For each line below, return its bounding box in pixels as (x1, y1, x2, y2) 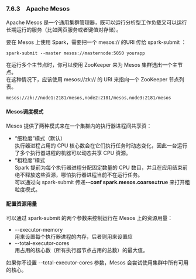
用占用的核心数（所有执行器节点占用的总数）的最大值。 (14, 246, 148, 253)
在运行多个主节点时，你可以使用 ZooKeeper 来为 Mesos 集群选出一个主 (6, 61, 178, 68)
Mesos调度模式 (6, 108, 44, 115)
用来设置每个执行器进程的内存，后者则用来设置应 (14, 233, 133, 240)
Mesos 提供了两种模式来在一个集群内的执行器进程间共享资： (6, 122, 152, 129)
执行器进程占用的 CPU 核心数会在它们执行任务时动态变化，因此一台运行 (14, 142, 188, 149)
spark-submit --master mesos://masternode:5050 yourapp (6, 50, 145, 56)
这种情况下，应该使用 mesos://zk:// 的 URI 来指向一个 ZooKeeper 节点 (11, 76, 180, 83)
